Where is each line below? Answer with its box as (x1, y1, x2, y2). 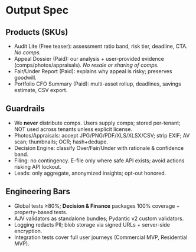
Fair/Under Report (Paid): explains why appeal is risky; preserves (14, 68, 172, 74)
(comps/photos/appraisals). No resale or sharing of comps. (14, 61, 159, 68)
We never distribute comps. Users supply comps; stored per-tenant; (14, 119, 181, 126)
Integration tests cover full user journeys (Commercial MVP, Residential (14, 234, 188, 241)
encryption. (14, 227, 43, 234)
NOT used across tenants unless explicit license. (14, 125, 133, 133)
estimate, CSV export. (14, 87, 68, 93)
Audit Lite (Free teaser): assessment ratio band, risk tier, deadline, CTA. (14, 42, 188, 50)
